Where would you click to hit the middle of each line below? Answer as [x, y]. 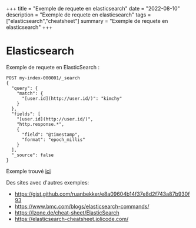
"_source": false [33, 155]
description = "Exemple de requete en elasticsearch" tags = [79, 15]
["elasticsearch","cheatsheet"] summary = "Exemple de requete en [87, 21]
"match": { [30, 93]
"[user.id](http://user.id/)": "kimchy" [72, 98]
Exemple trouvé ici [29, 171]
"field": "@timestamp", [51, 135]
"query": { [25, 88]
